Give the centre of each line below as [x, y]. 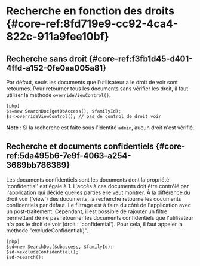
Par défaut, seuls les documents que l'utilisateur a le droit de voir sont [92, 82]
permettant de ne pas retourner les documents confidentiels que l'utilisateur [100, 217]
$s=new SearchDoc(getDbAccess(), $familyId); [64, 111]
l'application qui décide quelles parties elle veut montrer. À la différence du [99, 192]
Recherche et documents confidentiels [80, 146]
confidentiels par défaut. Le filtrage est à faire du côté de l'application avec [99, 205]
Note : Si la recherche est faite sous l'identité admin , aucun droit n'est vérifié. [100, 128]
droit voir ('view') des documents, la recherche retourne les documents [94, 198]
